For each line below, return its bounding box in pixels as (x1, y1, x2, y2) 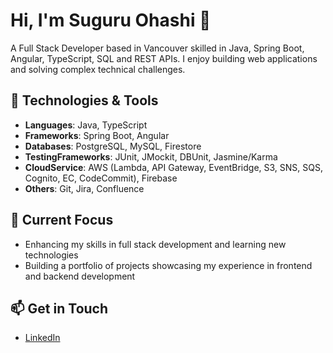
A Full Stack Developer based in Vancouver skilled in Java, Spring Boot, (10, 42, 305, 54)
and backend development (24, 270, 136, 282)
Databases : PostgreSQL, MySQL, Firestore (24, 140, 202, 152)
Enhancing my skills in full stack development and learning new (24, 238, 287, 250)
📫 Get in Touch (10, 300, 109, 317)
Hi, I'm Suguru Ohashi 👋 (10, 9, 212, 32)
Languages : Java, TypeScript (24, 119, 148, 131)
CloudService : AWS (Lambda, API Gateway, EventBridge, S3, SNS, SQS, (24, 161, 323, 173)
